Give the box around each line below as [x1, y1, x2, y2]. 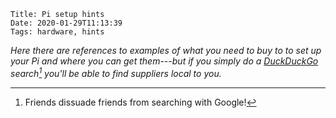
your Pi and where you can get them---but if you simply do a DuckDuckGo [10, 55, 319, 67]
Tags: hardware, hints [10, 27, 105, 37]
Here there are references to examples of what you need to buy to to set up [10, 45, 322, 56]
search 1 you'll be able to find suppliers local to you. [10, 66, 222, 79]
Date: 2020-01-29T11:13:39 [10, 18, 123, 28]
